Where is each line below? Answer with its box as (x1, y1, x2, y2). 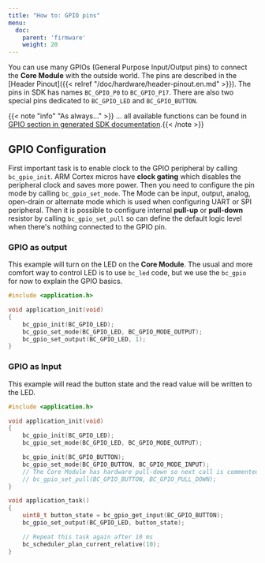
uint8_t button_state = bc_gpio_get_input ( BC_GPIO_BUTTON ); (22, 512, 224, 520)
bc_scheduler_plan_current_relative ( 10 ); (22, 540, 160, 548)
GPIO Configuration (8, 143, 106, 156)
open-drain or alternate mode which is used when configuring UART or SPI (8, 196, 252, 206)
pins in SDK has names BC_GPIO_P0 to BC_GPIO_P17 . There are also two (8, 88, 234, 97)
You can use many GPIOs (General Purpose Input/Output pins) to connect (8, 62, 248, 72)
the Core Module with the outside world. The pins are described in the (8, 71, 237, 80)
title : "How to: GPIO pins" (8, 11, 101, 20)
